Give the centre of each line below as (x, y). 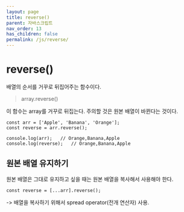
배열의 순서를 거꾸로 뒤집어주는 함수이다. (54, 86)
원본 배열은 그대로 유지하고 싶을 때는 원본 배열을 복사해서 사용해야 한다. (90, 179)
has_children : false (32, 34)
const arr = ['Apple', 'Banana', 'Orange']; (63, 123)
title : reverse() (28, 17)
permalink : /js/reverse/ (37, 40)
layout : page (23, 12)
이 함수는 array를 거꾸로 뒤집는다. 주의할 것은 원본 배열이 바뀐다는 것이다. (92, 111)
